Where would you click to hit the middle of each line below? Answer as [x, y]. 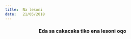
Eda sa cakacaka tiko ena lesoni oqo [82, 31]
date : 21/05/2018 [25, 14]
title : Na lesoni [24, 10]
